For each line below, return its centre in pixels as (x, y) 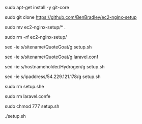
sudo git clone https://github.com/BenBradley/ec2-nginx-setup (71, 17)
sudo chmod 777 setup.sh (32, 106)
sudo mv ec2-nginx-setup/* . (35, 27)
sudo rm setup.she (24, 86)
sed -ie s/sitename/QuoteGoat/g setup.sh (48, 47)
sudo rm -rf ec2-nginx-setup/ (36, 37)
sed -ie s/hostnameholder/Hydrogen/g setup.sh (55, 67)
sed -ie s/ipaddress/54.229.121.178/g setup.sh (53, 77)
